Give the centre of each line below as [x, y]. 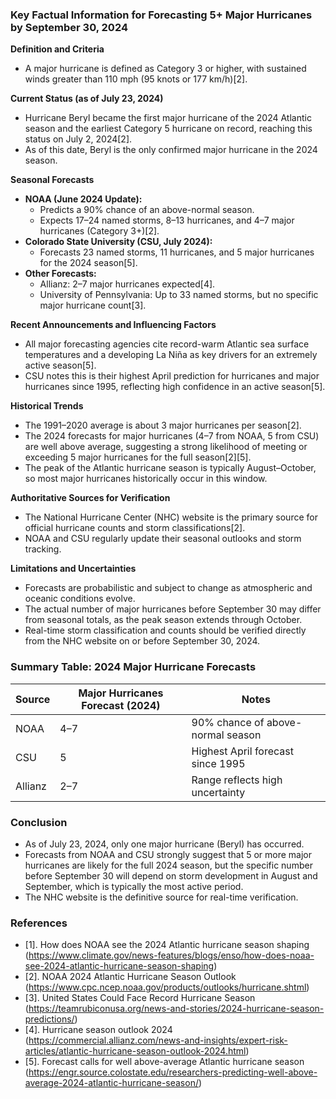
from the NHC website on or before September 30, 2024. [142, 641]
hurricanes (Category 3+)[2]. [99, 231]
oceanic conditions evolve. [80, 599]
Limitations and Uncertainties [73, 569]
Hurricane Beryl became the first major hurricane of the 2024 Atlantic [168, 118]
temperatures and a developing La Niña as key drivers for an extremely [171, 355]
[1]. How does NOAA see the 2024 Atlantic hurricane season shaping [167, 945]
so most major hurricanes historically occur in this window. [146, 479]
